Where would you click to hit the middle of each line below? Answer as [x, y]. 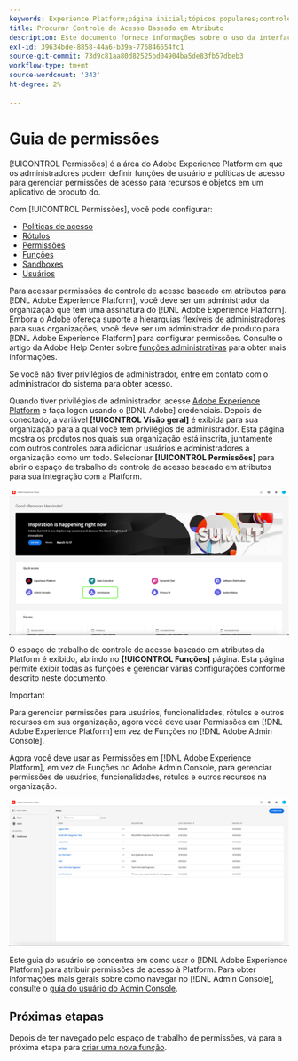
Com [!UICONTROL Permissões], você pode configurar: [111, 209]
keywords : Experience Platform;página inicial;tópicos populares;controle [150, 19]
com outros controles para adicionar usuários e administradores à [129, 448]
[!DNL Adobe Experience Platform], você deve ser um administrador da [139, 300]
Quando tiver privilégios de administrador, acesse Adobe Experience [135, 401]
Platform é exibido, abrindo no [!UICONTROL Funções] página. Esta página [147, 659]
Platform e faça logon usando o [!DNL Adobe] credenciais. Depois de [135, 410]
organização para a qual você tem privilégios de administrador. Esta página [147, 429]
